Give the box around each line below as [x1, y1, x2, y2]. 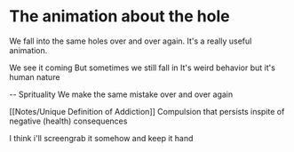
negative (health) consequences [9, 116, 128, 126]
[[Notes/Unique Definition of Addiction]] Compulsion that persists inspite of [9, 106, 285, 116]
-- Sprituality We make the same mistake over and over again [9, 89, 234, 100]
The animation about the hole [9, 6, 230, 27]
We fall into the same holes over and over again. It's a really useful [9, 36, 252, 46]
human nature [9, 71, 60, 82]
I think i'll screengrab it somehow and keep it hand [9, 132, 194, 143]
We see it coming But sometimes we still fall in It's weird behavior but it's [9, 62, 275, 73]
